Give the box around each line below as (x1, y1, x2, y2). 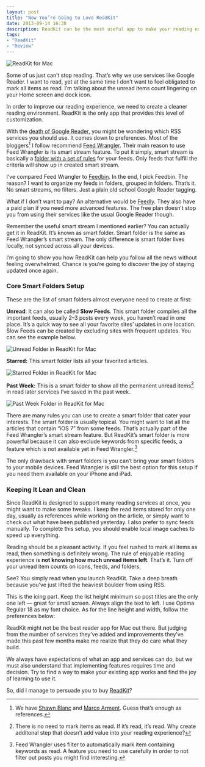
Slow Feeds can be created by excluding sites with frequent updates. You (6, 327, 191, 334)
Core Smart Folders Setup (6, 282, 85, 290)
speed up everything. (6, 531, 60, 539)
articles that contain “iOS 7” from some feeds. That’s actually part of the (6, 425, 187, 432)
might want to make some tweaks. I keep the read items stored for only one (6, 506, 196, 513)
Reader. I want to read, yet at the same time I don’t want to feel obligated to (6, 77, 195, 85)
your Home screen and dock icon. (6, 91, 92, 98)
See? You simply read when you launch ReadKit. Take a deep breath (6, 575, 178, 582)
